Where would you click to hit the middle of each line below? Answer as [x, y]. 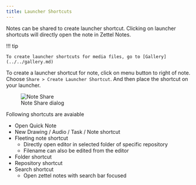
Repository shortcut [38, 163]
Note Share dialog [43, 103]
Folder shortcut [33, 157]
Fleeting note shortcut [41, 138]
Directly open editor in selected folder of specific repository [96, 144]
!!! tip [12, 46]
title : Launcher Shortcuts [39, 11]
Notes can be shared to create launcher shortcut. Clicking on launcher [91, 28]
